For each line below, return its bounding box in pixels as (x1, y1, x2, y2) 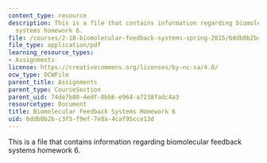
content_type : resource (8, 11, 87, 20)
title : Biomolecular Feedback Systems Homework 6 (8, 108, 176, 116)
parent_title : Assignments (8, 78, 98, 86)
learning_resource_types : (8, 49, 94, 56)
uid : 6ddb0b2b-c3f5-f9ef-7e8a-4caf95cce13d (8, 115, 155, 123)
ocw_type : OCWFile (8, 71, 69, 79)
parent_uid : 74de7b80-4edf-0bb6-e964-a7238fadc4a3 (8, 93, 180, 101)
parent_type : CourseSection (8, 85, 102, 94)
